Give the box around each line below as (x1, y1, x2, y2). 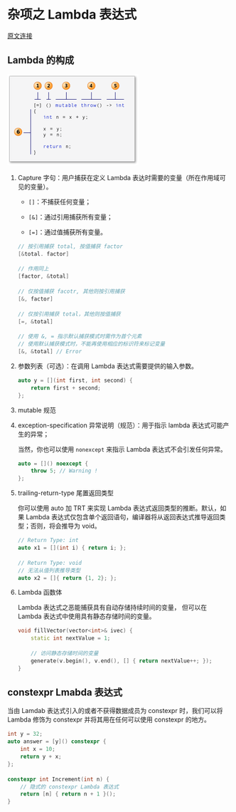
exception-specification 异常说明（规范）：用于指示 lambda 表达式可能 (17, 421, 223, 430)
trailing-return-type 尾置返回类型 (17, 489, 114, 497)
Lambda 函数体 (17, 588, 63, 597)
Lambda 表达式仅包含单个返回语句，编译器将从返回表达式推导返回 (26, 513, 220, 521)
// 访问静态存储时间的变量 (31, 650, 99, 657)
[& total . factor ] (17, 250, 70, 257)
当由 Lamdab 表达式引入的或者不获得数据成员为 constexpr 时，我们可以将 (7, 707, 223, 715)
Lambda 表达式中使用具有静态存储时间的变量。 (17, 612, 156, 620)
